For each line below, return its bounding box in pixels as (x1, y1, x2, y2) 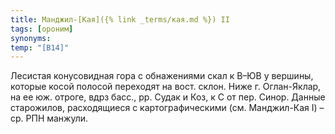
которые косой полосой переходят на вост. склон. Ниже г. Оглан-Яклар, (10, 81, 322, 93)
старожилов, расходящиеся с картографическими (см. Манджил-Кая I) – (10, 102, 325, 114)
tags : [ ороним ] (10, 24, 74, 34)
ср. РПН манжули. (10, 112, 89, 125)
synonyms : (10, 33, 52, 43)
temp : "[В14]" (10, 42, 70, 53)
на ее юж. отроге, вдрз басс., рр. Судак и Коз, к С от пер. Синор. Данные (10, 91, 326, 103)
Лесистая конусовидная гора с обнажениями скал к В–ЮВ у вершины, (10, 70, 314, 82)
